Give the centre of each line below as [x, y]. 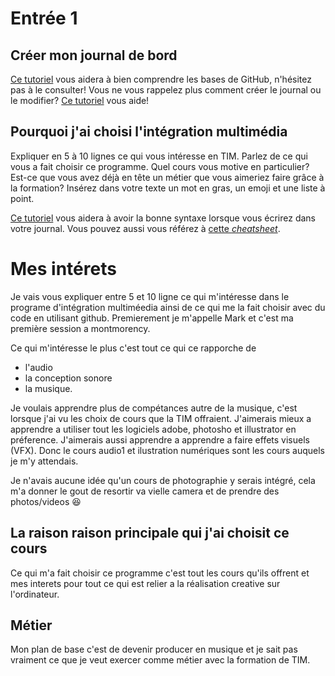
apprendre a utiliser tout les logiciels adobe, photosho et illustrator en [153, 429]
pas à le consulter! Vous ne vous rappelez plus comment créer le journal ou [166, 90]
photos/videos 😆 [46, 501]
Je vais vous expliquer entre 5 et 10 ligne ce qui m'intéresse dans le [150, 296]
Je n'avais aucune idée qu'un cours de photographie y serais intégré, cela [163, 480]
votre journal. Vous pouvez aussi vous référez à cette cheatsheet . [145, 228]
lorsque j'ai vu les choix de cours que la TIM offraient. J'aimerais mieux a [161, 418]
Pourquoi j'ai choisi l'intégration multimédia [149, 132]
